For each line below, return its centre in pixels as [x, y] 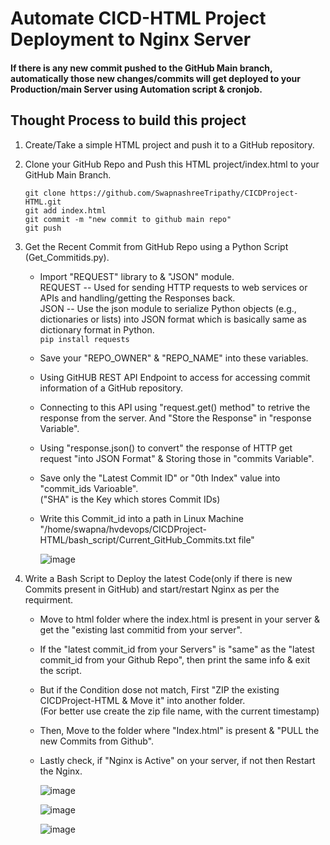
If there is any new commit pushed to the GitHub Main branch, [141, 68]
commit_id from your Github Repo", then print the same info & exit [175, 659]
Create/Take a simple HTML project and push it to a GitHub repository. [169, 144]
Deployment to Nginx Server [131, 39]
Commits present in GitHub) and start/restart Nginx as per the [152, 589]
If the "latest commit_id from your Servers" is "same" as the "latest [177, 649]
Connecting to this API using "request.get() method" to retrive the [175, 407]
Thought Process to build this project [128, 120]
